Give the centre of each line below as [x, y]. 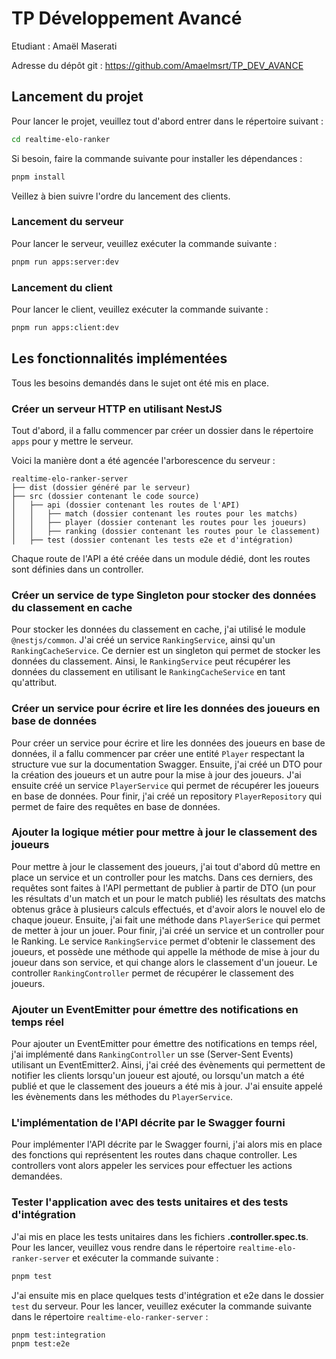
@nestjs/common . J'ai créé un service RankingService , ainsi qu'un [143, 640]
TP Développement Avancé [127, 18]
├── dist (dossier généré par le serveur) [101, 487]
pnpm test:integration [58, 1335]
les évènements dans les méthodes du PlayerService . [122, 1097]
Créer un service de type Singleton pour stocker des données [164, 595]
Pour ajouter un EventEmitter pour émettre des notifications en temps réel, [164, 1044]
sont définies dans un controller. [77, 569]
